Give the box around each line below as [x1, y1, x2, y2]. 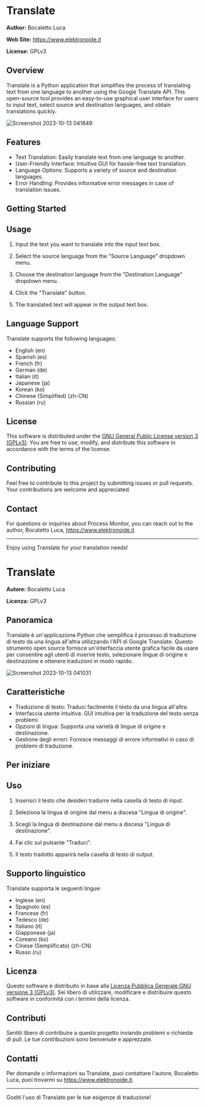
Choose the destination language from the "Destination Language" [15, 270, 183, 278]
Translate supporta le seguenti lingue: [6, 884, 102, 892]
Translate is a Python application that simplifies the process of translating [6, 81, 191, 89]
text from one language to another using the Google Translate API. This [6, 88, 185, 95]
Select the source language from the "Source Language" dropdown [15, 252, 185, 260]
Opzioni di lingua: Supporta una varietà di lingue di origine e [15, 723, 166, 730]
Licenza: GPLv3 [6, 597, 47, 605]
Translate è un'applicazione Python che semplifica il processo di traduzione [6, 631, 197, 639]
